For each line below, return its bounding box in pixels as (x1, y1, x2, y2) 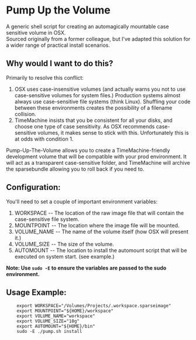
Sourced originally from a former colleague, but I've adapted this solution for (6, 35, 191, 42)
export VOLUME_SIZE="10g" (16, 318, 80, 324)
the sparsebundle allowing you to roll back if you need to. (6, 165, 145, 172)
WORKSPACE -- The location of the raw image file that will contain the (14, 209, 184, 216)
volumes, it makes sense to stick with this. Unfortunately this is (37, 129, 189, 136)
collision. (14, 110, 36, 117)
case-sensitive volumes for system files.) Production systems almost (14, 91, 181, 98)
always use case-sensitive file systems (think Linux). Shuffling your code (14, 98, 191, 105)
